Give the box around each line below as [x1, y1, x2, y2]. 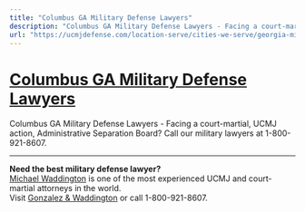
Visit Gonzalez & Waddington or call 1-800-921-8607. [9, 192, 209, 204]
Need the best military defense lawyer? [9, 164, 162, 175]
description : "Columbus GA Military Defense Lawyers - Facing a [9, 22, 258, 31]
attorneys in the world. [36, 183, 122, 194]
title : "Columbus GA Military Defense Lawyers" [9, 13, 193, 23]
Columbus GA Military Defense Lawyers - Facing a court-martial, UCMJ [9, 119, 277, 130]
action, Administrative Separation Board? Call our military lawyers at [9, 128, 263, 139]
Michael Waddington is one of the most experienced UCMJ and [9, 173, 247, 184]
